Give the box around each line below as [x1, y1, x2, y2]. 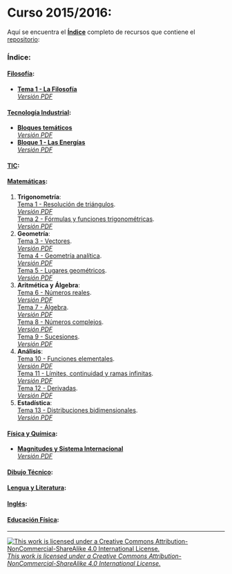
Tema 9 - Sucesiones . [17, 332, 80, 341]
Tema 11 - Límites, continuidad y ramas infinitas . [17, 369, 154, 378]
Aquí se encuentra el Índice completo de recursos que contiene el [7, 28, 195, 36]
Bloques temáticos [17, 123, 72, 132]
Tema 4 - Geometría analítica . [17, 251, 102, 260]
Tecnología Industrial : [7, 108, 71, 116]
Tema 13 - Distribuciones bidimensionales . [17, 406, 138, 415]
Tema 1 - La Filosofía [17, 85, 77, 93]
